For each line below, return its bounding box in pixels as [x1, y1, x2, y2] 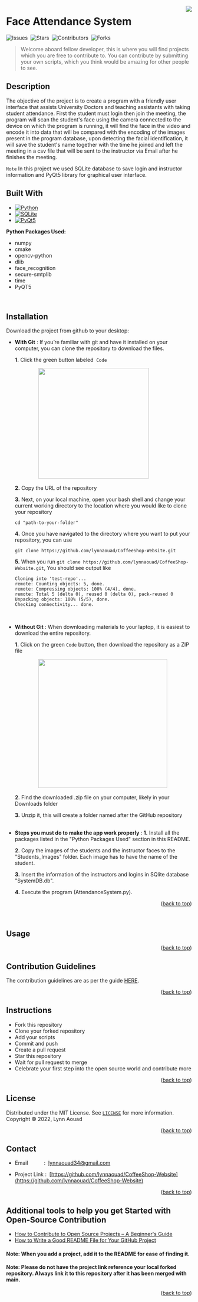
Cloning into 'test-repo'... [14, 576, 87, 582]
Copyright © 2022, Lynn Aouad [6, 1115, 82, 1122]
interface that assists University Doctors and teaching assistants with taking [6, 103, 190, 110]
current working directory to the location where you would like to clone [14, 502, 187, 509]
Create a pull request [14, 1046, 66, 1053]
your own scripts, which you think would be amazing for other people [20, 58, 189, 65]
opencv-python [14, 252, 52, 259]
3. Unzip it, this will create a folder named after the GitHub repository [14, 812, 183, 819]
